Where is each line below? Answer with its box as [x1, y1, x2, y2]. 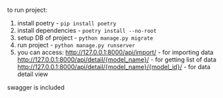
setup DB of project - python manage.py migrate [17, 34, 153, 42]
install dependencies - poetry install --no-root [17, 27, 157, 34]
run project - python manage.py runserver [17, 41, 136, 49]
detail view [17, 70, 48, 78]
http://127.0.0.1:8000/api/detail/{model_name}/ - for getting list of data [17, 56, 217, 64]
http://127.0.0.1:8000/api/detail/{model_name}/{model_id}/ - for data [17, 63, 211, 71]
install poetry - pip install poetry [17, 19, 117, 27]
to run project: [7, 6, 48, 14]
